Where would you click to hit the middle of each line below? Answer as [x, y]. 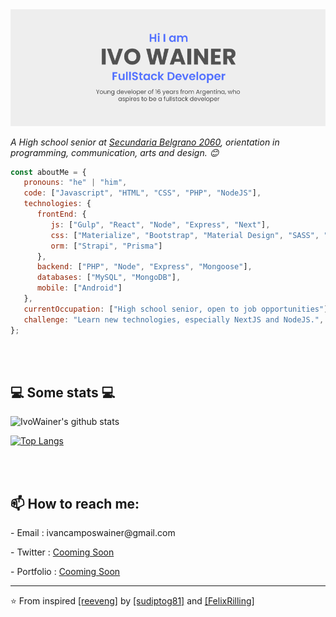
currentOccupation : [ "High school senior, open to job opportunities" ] [176, 309]
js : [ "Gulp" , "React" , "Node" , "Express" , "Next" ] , [160, 224]
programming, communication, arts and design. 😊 [115, 152]
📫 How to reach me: [75, 503]
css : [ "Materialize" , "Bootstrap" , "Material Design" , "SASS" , [185, 235]
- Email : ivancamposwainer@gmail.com [93, 533]
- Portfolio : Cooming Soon [65, 572]
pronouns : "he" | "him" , [75, 183]
